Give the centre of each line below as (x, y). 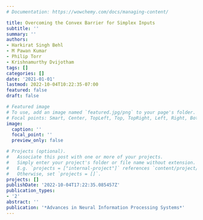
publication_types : (31, 191)
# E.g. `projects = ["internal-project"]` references (78, 168)
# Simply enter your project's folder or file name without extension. (101, 163)
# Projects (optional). (36, 152)
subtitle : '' (23, 28)
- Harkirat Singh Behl (35, 45)
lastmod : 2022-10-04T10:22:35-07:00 (52, 85)
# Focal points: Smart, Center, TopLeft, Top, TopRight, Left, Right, (97, 118)
